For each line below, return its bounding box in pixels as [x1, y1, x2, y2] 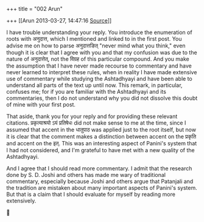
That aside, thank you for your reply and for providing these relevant [6, 113, 178, 120]
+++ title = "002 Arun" [6, 5, 63, 12]
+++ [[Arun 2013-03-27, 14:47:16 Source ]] [6, 17, 112, 24]
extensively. [6, 197, 37, 204]
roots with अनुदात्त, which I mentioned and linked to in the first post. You [6, 35, 182, 42]
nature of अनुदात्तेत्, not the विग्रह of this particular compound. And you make [6, 55, 190, 63]
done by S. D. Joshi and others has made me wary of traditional [6, 172, 166, 178]
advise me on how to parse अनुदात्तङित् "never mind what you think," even [6, 42, 186, 49]
